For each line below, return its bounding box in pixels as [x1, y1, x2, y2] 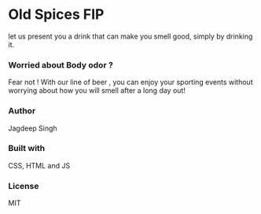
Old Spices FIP [8, 6, 105, 24]
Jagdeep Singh [8, 124, 57, 133]
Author [8, 105, 36, 116]
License [8, 180, 39, 191]
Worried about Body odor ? [8, 59, 114, 70]
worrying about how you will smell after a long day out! [8, 86, 186, 95]
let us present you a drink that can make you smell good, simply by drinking [8, 31, 253, 41]
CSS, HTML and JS [8, 160, 71, 170]
